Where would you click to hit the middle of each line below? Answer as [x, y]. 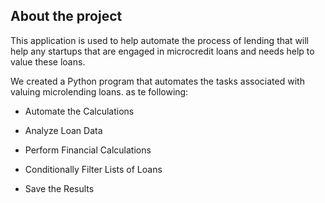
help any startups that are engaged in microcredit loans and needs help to [162, 51]
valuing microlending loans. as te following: [99, 91]
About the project [66, 16]
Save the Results [59, 188]
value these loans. [48, 61]
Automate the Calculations [79, 111]
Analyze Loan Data [63, 130]
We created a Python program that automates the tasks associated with [157, 81]
